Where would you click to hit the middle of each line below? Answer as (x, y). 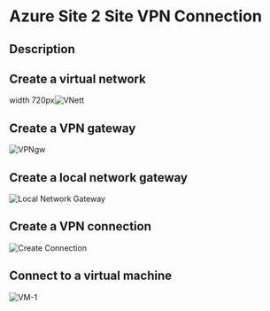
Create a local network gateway (99, 178)
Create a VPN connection (81, 226)
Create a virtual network (77, 78)
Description (42, 49)
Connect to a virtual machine (91, 276)
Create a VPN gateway (73, 128)
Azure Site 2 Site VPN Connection (136, 16)
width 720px (32, 100)
